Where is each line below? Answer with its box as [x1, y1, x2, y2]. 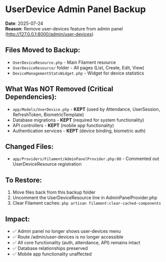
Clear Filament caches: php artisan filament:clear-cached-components [12, 200, 161, 206]
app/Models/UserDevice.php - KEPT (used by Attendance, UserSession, [12, 106, 160, 112]
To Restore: [5, 176, 42, 184]
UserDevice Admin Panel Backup [5, 4, 146, 15]
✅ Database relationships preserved [12, 245, 88, 251]
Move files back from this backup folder [12, 189, 96, 196]
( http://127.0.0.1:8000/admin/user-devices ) [5, 31, 94, 37]
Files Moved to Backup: [5, 46, 81, 54]
